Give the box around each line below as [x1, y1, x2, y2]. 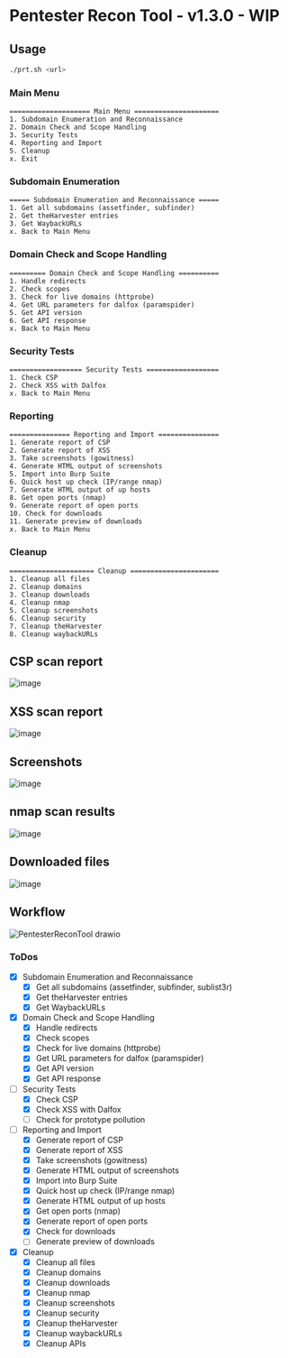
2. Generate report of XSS [9, 446, 111, 456]
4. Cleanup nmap [9, 597, 70, 607]
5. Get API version [9, 308, 83, 317]
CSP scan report [9, 654, 103, 670]
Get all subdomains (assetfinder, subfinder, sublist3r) [35, 981, 232, 993]
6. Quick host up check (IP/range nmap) [9, 477, 164, 487]
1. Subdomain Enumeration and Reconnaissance [9, 115, 183, 125]
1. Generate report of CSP [9, 439, 111, 448]
